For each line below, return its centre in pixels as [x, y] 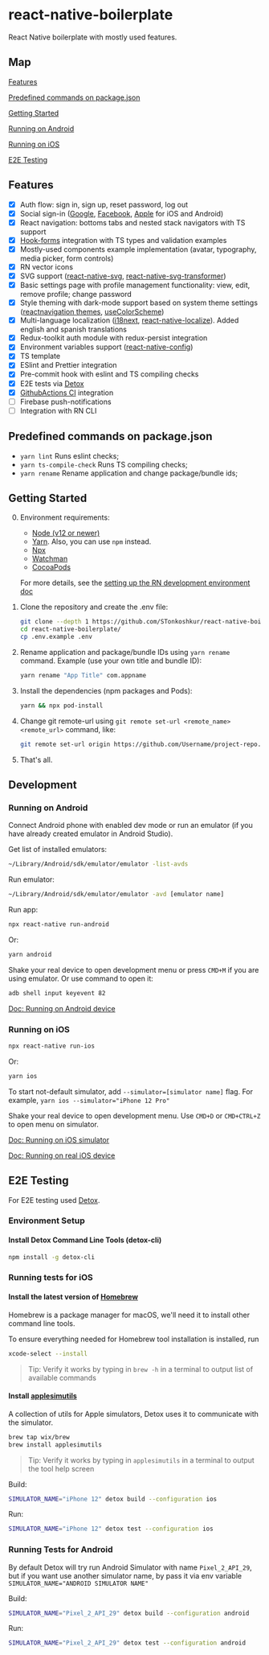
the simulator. [31, 1422]
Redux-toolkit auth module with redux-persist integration [114, 338]
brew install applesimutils [55, 1445]
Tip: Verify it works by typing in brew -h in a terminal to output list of [141, 1369]
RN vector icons [47, 266]
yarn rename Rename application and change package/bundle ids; [129, 473]
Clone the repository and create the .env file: [94, 607]
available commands [62, 1377]
